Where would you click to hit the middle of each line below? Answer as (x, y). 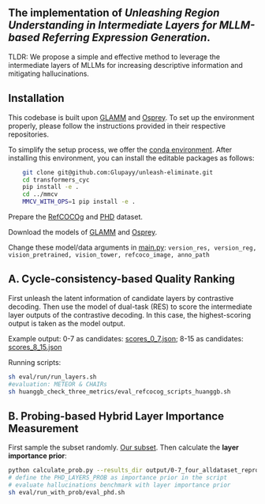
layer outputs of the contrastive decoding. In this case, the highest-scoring (129, 314)
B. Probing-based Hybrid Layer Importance (116, 416)
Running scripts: (35, 362)
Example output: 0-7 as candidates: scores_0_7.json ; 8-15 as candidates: (126, 338)
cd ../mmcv (40, 194)
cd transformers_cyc (56, 180)
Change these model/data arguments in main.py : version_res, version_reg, (132, 247)
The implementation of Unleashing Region (114, 13)
